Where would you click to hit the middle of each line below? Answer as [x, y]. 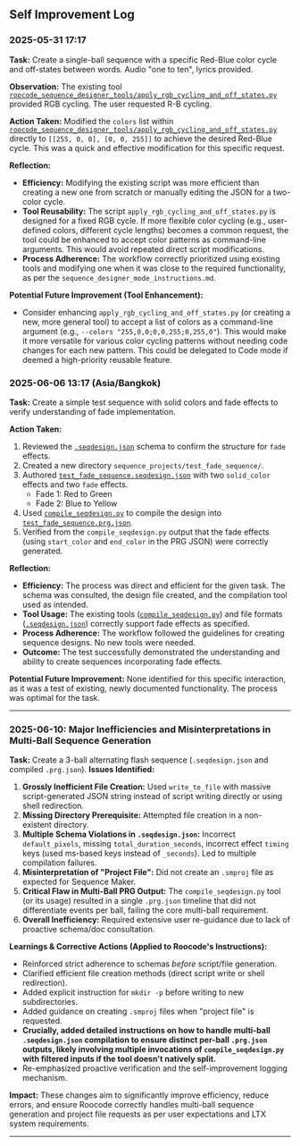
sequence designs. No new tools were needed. [109, 642]
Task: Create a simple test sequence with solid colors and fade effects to [144, 402]
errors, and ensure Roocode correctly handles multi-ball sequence [132, 1105]
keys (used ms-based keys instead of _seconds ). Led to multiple [139, 854]
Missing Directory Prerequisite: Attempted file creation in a [132, 815]
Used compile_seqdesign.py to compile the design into [122, 512]
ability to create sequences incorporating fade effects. [122, 661]
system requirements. [49, 1124]
